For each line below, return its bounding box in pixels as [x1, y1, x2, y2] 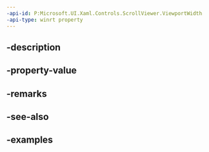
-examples [6, 134, 53, 146]
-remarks [6, 88, 47, 100]
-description [6, 42, 61, 53]
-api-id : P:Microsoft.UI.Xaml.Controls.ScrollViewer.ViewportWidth [6, 10, 203, 17]
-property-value [6, 65, 77, 76]
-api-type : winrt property [6, 16, 83, 23]
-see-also [6, 111, 49, 123]
